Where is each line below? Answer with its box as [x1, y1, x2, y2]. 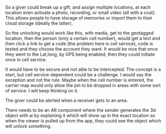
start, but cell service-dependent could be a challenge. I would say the [5, 72, 152, 77]
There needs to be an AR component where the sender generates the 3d [5, 107, 156, 113]
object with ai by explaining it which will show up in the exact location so [5, 112, 155, 118]
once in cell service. [5, 57, 47, 62]
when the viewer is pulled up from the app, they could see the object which [5, 118, 161, 123]
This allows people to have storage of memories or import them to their [5, 15, 153, 21]
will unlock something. [5, 123, 52, 129]
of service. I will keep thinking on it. [5, 88, 79, 93]
